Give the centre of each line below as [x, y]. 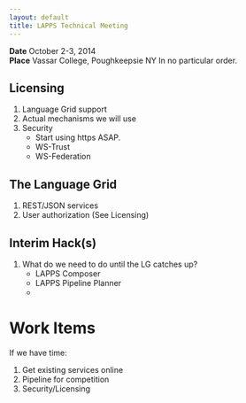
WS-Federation [63, 157]
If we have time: [38, 353]
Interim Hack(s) [53, 243]
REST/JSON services [60, 205]
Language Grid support [65, 109]
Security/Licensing [56, 388]
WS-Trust [53, 147]
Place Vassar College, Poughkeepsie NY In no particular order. [123, 60]
